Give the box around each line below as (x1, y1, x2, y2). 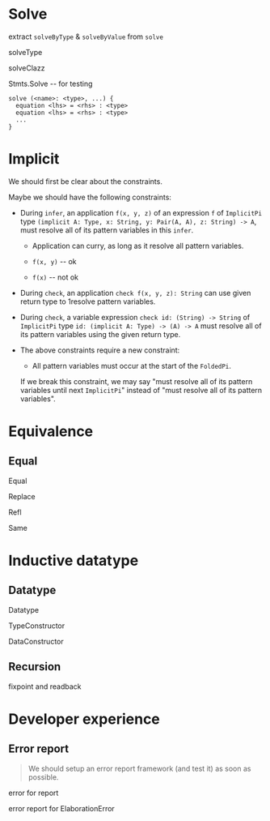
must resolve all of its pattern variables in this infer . (19, 224, 194, 235)
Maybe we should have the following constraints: (8, 192, 172, 202)
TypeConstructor (8, 621, 65, 631)
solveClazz (8, 62, 45, 73)
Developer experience (8, 710, 160, 728)
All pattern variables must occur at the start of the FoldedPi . (32, 361, 232, 370)
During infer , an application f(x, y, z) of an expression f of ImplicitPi (19, 207, 263, 217)
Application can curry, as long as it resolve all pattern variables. (32, 241, 244, 250)
